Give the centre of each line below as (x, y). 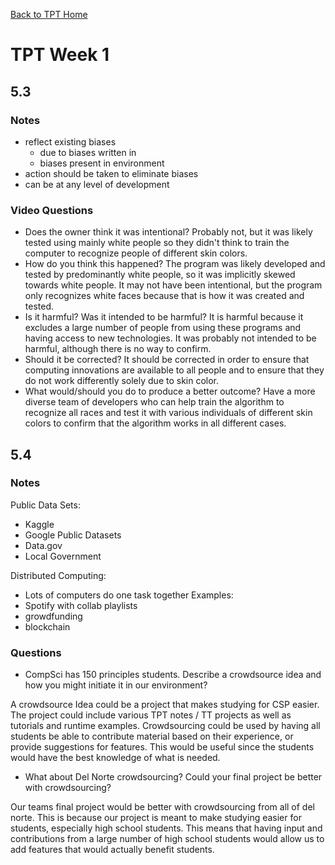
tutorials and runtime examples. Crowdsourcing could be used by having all (165, 726)
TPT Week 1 (60, 55)
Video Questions (52, 210)
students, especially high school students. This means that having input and (166, 828)
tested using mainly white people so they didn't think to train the (157, 243)
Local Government (63, 556)
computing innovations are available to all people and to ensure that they (174, 370)
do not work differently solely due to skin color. (122, 381)
